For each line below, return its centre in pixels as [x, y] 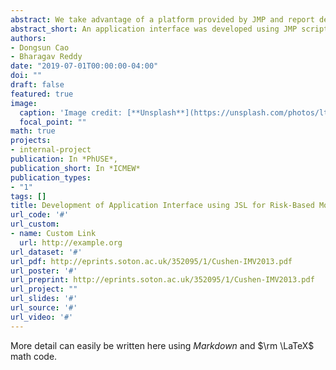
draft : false [37, 85]
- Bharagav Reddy [46, 57]
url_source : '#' [44, 308]
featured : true [42, 94]
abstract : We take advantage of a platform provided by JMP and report [162, 19]
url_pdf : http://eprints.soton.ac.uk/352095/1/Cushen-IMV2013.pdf [151, 261]
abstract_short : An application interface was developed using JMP [154, 29]
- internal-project [51, 150]
